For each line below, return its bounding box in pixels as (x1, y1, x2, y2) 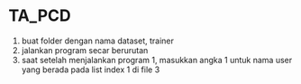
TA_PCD (8, 5, 71, 26)
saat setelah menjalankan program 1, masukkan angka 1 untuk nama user (21, 54, 293, 65)
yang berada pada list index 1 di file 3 (21, 64, 160, 75)
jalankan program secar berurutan (21, 44, 149, 55)
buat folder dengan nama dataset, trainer (21, 35, 175, 46)
